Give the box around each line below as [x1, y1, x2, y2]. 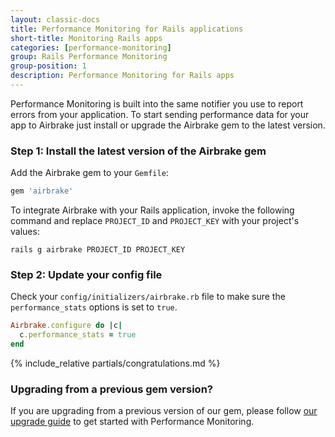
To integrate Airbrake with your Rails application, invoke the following [10, 204, 295, 216]
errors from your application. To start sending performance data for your [10, 108, 310, 120]
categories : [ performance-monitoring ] [10, 42, 172, 53]
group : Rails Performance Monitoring [10, 52, 168, 62]
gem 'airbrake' [10, 186, 74, 196]
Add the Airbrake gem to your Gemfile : [10, 167, 169, 179]
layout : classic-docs [10, 14, 101, 25]
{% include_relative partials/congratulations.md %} [10, 357, 221, 369]
